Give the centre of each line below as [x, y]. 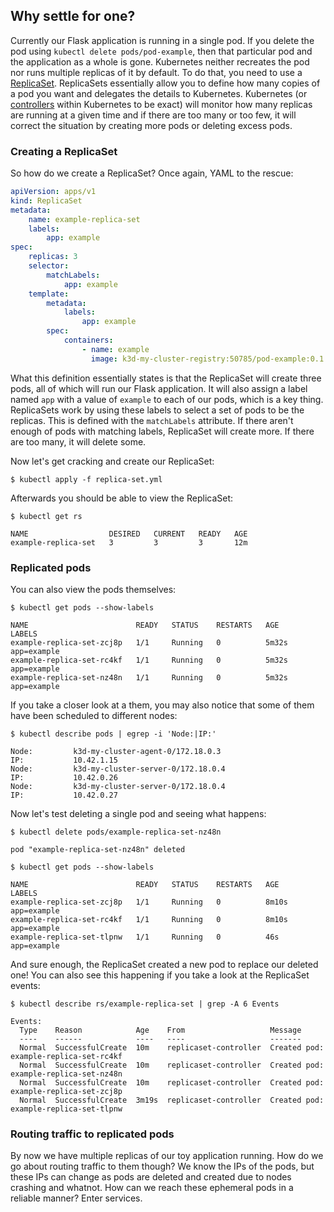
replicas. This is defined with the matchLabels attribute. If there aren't [152, 420]
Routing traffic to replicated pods [92, 1134]
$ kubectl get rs [46, 516]
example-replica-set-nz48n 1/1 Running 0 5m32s [149, 678]
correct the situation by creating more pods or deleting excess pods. [151, 125]
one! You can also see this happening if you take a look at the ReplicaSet [160, 975]
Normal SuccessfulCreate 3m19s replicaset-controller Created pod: [172, 1100]
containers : [88, 340]
